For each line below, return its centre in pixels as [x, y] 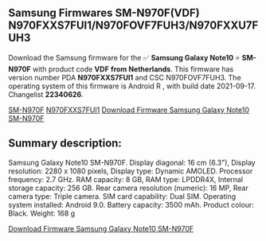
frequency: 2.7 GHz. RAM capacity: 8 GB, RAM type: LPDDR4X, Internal [126, 179]
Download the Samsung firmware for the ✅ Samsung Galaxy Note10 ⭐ [124, 57]
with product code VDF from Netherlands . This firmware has [133, 69]
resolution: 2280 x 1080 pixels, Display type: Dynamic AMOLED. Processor [131, 171]
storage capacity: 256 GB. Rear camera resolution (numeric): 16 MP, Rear [128, 188]
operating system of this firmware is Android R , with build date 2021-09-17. [132, 86]
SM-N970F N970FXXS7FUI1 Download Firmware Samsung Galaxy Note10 [129, 110]
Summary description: [65, 144]
